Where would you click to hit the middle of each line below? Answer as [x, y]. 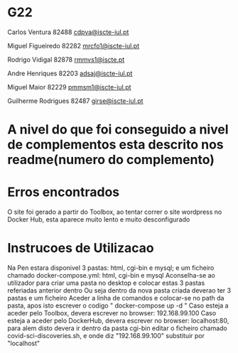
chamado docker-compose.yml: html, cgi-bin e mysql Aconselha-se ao [111, 275]
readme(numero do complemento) [111, 160]
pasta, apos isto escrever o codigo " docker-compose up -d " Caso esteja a [118, 305]
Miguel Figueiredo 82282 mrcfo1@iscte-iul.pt [74, 45]
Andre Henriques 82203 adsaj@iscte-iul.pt [70, 73]
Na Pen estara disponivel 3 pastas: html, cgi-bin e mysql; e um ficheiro [111, 268]
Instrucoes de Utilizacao [81, 248]
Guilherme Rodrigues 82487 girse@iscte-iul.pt [75, 101]
